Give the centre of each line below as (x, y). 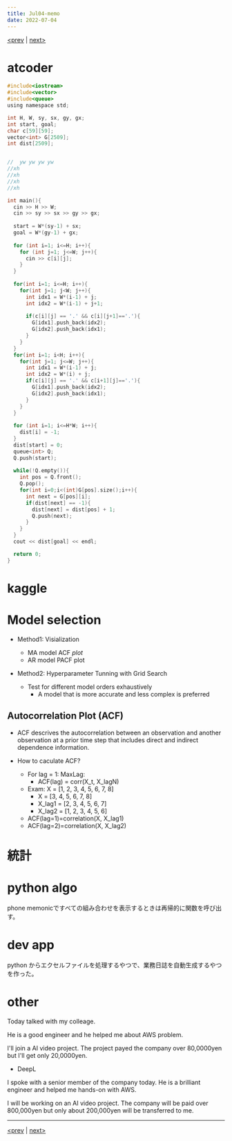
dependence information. (53, 747)
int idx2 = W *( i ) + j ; (58, 375)
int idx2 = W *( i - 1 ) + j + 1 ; (64, 303)
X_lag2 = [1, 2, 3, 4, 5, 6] (72, 811)
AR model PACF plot (56, 660)
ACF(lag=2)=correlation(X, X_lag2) (77, 825)
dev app (31, 945)
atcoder (30, 68)
